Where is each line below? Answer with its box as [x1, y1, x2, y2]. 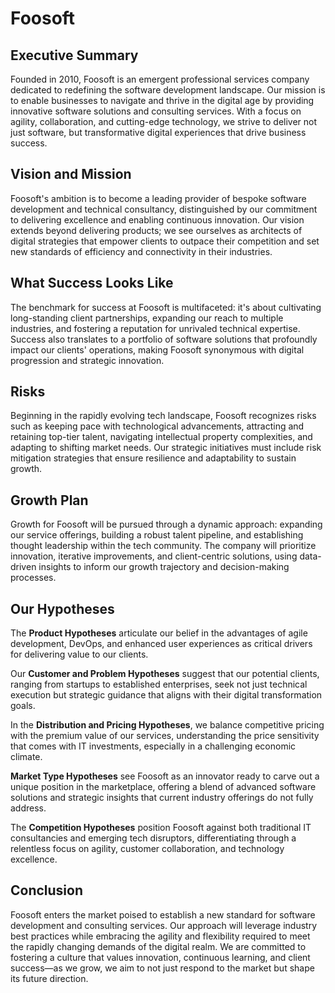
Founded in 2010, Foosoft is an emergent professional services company [10, 73, 310, 85]
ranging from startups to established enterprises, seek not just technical [10, 678, 308, 691]
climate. [10, 751, 43, 763]
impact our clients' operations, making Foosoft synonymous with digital [10, 343, 305, 356]
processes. [10, 572, 57, 584]
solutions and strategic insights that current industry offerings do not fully [10, 792, 314, 804]
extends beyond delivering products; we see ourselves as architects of [10, 224, 303, 236]
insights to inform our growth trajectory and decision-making [38, 561, 290, 573]
